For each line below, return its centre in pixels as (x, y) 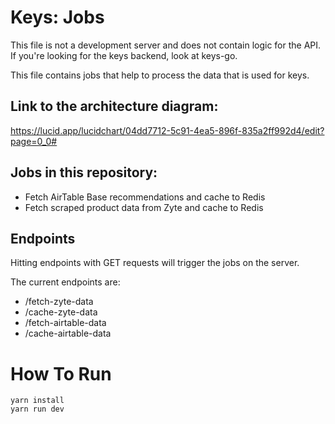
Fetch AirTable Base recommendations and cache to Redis (145, 197)
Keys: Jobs (57, 17)
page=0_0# (34, 141)
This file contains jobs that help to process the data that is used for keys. (160, 75)
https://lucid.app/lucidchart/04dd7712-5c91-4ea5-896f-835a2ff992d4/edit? (167, 130)
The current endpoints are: (65, 282)
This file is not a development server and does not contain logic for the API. (166, 45)
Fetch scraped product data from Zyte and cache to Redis (144, 207)
